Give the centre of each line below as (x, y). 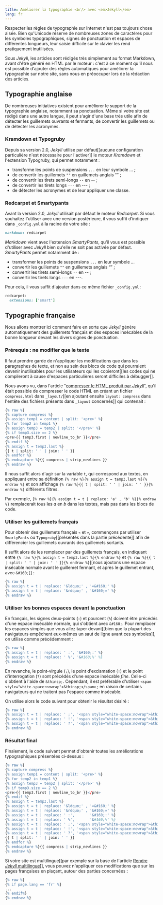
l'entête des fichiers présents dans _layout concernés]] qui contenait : (75, 401)
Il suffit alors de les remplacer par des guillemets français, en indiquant (76, 552)
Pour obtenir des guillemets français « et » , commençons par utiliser (73, 532)
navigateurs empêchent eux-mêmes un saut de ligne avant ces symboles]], (81, 634)
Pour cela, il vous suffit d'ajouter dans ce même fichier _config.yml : (73, 287)
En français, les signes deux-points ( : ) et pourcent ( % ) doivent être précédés (81, 619)
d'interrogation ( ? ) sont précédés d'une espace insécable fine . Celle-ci (76, 676)
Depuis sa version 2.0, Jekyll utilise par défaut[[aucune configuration (74, 150)
